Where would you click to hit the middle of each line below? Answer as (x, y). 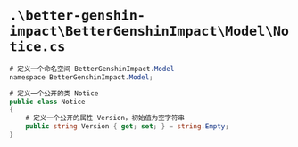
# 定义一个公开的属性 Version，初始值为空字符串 (105, 118)
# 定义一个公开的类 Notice (54, 93)
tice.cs (37, 47)
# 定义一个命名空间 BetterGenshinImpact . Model (92, 69)
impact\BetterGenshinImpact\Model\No (149, 32)
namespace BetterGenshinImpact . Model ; (81, 77)
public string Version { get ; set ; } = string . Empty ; (127, 127)
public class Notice (48, 102)
